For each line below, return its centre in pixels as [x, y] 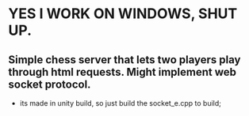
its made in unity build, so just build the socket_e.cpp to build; [121, 103]
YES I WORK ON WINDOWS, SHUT [123, 14]
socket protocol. [50, 84]
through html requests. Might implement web [122, 72]
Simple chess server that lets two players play [125, 60]
